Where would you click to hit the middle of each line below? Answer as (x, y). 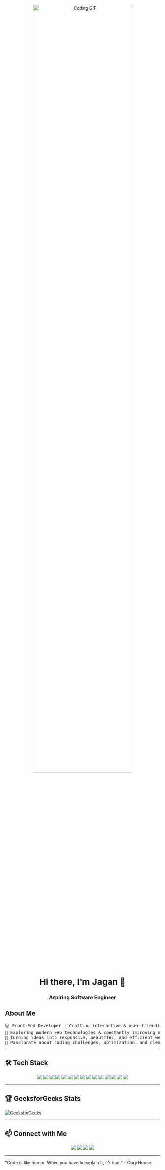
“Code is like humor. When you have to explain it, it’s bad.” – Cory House (78, 1163)
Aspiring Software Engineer (82, 998)
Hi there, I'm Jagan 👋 (82, 982)
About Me (20, 1013)
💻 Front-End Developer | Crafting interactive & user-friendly (84, 1026)
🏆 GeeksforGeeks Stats (43, 1098)
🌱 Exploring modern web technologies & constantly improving (80, 1032)
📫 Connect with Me (36, 1133)
